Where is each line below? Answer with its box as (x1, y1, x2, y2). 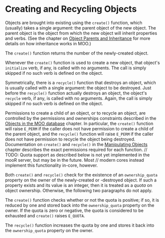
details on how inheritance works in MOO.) (5, 40, 91, 46)
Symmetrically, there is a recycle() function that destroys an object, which (5, 80, 156, 86)
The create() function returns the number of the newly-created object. (5, 50, 149, 56)
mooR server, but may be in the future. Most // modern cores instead (5, 157, 144, 163)
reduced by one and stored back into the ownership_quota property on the (5, 202, 155, 208)
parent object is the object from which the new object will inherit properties (5, 30, 157, 36)
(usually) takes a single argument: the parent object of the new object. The (5, 25, 156, 30)
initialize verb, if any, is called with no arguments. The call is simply (5, 65, 146, 71)
